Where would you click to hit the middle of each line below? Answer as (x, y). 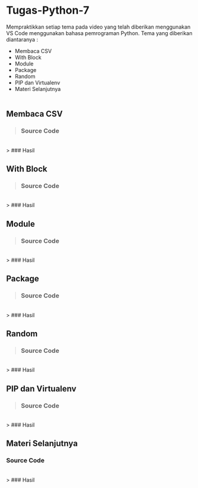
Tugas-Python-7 (48, 10)
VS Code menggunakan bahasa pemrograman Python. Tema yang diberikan (99, 33)
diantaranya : (22, 39)
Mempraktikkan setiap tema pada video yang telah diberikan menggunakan (98, 27)
